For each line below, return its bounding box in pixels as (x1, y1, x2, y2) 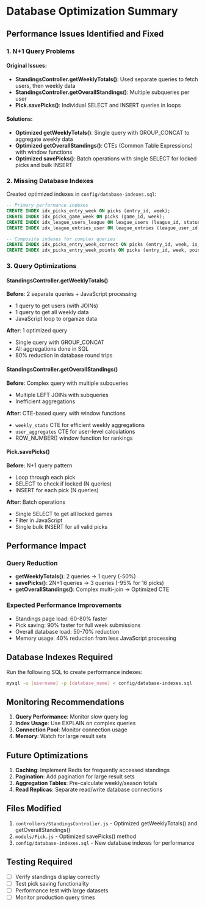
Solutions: (6, 115, 34, 123)
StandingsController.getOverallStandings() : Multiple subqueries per (15, 88, 190, 96)
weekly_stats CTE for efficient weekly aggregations (15, 421, 145, 428)
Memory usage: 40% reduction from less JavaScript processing (15, 634, 177, 642)
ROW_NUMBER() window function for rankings (15, 434, 133, 442)
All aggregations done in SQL (15, 345, 89, 353)
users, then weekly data (15, 82, 76, 89)
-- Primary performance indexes (6, 203, 88, 209)
